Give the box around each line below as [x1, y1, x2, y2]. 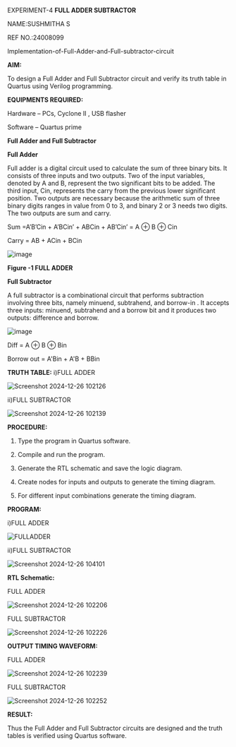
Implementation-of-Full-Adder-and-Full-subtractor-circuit [7, 47, 175, 55]
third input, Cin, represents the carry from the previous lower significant [7, 186, 216, 195]
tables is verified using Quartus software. [7, 731, 127, 740]
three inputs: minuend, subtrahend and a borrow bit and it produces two [7, 306, 217, 314]
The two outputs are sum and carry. [7, 209, 111, 217]
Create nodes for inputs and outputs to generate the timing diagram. [17, 478, 216, 486]
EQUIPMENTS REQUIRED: [7, 95, 83, 104]
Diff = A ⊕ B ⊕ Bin [7, 341, 67, 349]
